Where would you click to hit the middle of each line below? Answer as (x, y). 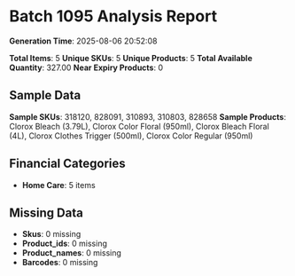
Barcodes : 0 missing (60, 263)
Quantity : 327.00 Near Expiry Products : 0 (86, 67)
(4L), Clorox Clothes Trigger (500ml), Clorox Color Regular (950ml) (131, 136)
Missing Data (47, 213)
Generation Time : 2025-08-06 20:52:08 (83, 41)
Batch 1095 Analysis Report (113, 16)
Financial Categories (67, 164)
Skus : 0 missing (51, 234)
